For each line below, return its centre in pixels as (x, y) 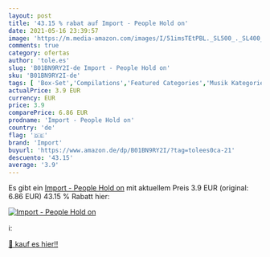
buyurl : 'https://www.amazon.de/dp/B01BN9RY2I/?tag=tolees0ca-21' (122, 150)
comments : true (34, 46)
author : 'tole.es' (39, 61)
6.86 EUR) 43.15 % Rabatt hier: (59, 197)
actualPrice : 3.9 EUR (45, 90)
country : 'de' (32, 128)
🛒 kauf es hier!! (33, 244)
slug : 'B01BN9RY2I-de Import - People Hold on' (90, 68)
